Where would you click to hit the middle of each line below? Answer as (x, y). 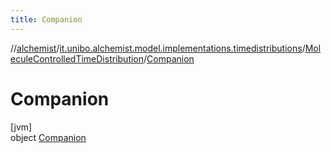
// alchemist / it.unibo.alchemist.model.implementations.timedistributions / (158, 48)
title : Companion (46, 19)
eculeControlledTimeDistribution (77, 58)
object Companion (48, 137)
